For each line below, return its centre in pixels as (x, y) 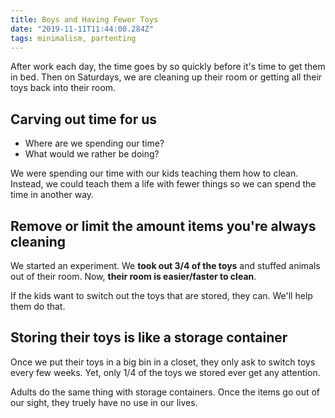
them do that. (38, 306)
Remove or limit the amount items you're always (163, 226)
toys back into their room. (63, 88)
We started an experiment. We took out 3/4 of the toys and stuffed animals (165, 265)
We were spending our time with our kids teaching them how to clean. (154, 173)
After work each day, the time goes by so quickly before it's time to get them (168, 67)
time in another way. (52, 195)
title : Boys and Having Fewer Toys (84, 19)
